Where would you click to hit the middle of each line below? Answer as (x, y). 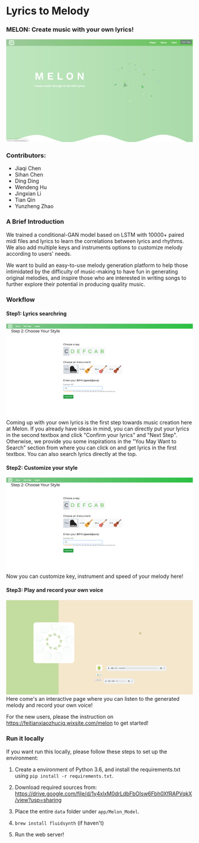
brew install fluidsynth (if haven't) (59, 823)
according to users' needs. (39, 253)
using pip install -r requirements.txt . (64, 776)
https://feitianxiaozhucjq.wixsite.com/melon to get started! (77, 723)
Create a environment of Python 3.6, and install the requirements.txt (97, 769)
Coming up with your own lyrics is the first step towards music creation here (99, 423)
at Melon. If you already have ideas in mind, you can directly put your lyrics (98, 429)
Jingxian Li (28, 194)
